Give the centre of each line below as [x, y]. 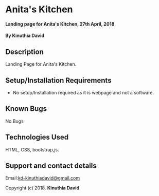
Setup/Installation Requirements [58, 80]
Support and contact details [51, 166]
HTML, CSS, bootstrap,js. [32, 149]
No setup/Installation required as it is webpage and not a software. [83, 93]
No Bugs [15, 121]
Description [24, 52]
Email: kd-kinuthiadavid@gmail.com [43, 178]
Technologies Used [37, 137]
